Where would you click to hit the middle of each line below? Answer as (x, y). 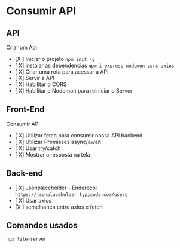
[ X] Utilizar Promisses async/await (58, 142)
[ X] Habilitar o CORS (41, 84)
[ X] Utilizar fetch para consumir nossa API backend (79, 135)
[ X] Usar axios (33, 200)
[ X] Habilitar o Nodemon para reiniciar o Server (74, 91)
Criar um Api (22, 47)
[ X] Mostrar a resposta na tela (52, 154)
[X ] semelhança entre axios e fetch (59, 207)
